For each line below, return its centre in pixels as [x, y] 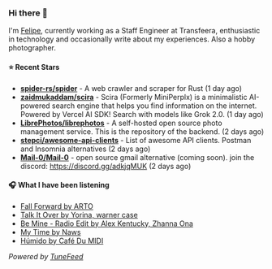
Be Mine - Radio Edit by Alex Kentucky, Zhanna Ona [106, 223]
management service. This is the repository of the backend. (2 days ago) [142, 131]
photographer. [32, 48]
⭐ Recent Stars [34, 67]
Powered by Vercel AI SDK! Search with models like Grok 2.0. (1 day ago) [142, 114]
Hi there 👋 [28, 13]
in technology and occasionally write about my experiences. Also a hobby [132, 39]
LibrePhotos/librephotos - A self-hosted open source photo [121, 123]
